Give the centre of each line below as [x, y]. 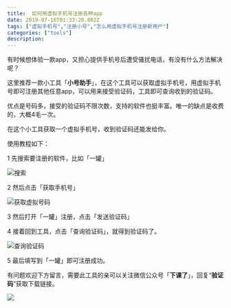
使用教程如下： [28, 144]
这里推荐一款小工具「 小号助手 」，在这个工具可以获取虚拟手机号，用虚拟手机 [114, 82]
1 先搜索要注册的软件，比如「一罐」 [57, 158]
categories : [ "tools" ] [40, 33]
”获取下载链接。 [36, 284]
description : [26, 39]
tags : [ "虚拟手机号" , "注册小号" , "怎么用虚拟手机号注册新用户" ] [88, 26]
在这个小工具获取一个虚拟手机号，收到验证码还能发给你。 [88, 129]
